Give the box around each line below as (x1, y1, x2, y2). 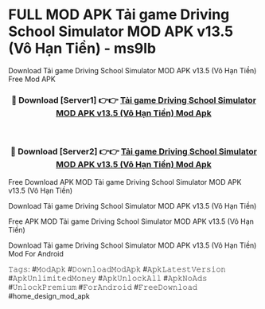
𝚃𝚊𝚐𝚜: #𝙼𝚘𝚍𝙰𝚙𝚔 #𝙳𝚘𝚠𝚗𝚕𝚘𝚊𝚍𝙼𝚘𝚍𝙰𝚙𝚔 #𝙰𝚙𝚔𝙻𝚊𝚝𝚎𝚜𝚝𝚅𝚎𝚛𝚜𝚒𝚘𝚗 (8, 264, 227, 274)
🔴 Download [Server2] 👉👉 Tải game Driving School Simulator (10, 146, 257, 157)
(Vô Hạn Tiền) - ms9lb (8, 40, 157, 57)
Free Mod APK (8, 74, 56, 84)
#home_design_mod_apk (8, 291, 90, 300)
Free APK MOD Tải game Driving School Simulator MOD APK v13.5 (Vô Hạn (8, 217, 255, 226)
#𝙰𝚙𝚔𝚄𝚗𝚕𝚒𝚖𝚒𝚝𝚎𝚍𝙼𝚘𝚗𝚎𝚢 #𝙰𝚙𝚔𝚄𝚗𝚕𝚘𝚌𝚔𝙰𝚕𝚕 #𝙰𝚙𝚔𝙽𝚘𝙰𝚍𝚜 (8, 273, 208, 283)
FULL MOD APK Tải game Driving (8, 6, 230, 24)
